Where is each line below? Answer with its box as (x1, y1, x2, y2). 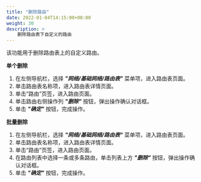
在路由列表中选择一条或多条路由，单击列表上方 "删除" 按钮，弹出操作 (15, 154, 190, 161)
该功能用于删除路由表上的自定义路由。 (6, 49, 102, 57)
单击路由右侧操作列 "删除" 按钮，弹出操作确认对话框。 (15, 98, 153, 105)
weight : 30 (6, 20, 34, 26)
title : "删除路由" (6, 9, 50, 15)
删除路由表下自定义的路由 (17, 32, 72, 38)
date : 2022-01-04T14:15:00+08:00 (6, 15, 91, 21)
